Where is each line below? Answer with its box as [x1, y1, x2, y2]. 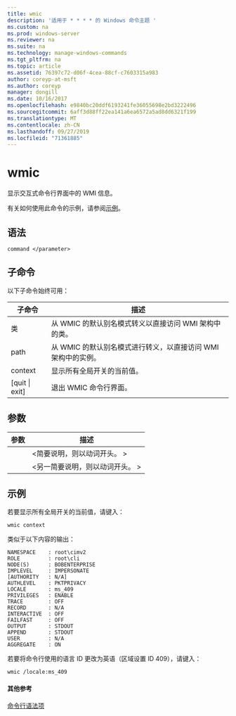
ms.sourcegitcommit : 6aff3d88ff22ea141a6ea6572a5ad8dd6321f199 [7, 108, 197, 115]
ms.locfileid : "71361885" [7, 134, 83, 141]
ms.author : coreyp [7, 82, 61, 89]
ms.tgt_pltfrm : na [7, 56, 61, 63]
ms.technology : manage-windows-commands [7, 50, 128, 57]
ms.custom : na [7, 23, 49, 30]
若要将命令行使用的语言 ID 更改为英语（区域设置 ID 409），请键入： [7, 655, 202, 663]
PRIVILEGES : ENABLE [7, 592, 74, 599]
